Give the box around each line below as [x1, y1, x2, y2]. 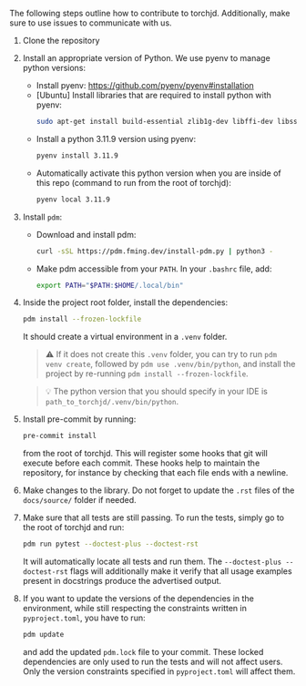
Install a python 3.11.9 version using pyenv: [36, 133, 197, 144]
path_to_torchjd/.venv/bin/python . [45, 396, 179, 407]
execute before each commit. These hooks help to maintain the [22, 457, 260, 468]
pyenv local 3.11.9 [36, 195, 111, 204]
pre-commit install [22, 432, 97, 441]
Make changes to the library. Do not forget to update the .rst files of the [22, 485, 295, 496]
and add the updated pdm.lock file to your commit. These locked [22, 646, 264, 657]
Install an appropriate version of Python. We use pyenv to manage [22, 53, 270, 63]
